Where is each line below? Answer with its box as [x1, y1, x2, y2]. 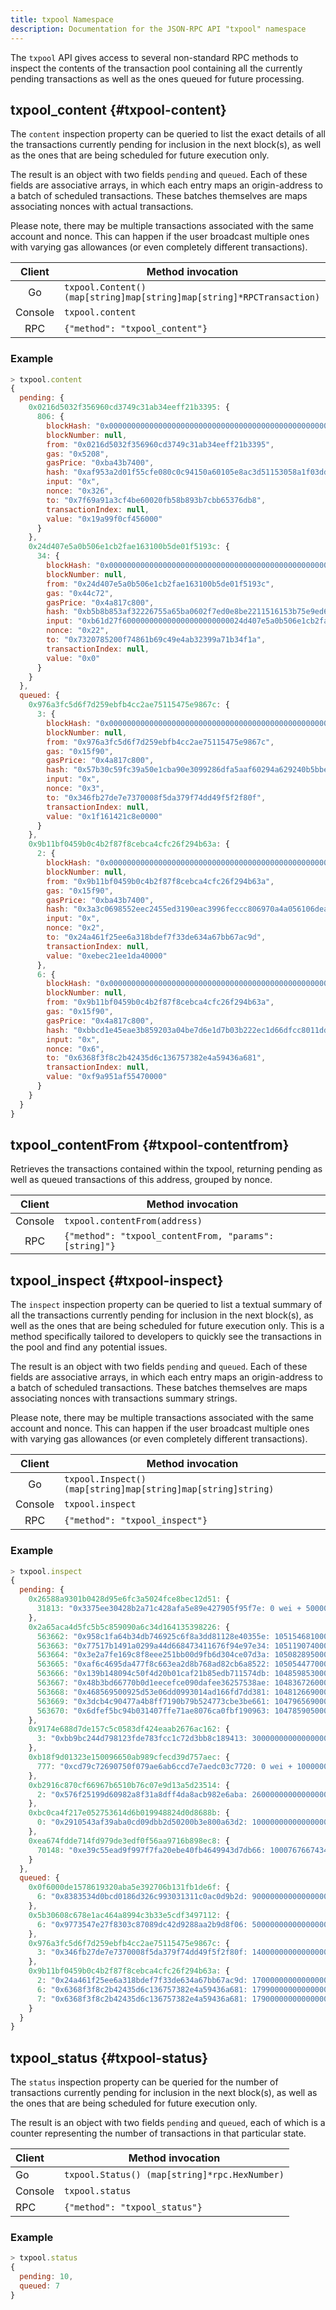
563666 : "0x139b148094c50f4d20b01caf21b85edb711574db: [36, 1669, 271, 1679]
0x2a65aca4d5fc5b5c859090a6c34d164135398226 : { [28, 1622, 230, 1632]
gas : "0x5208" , [46, 449, 110, 459]
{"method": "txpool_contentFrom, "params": [63, 1231, 275, 1242]
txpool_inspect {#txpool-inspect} [10, 1272, 224, 1289]
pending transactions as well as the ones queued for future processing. [10, 72, 305, 85]
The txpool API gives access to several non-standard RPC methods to [10, 51, 299, 63]
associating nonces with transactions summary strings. [10, 1392, 238, 1405]
